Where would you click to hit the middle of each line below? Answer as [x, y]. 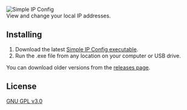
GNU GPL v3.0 [25, 101]
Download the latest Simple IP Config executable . [77, 49]
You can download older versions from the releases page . [78, 67]
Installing [24, 35]
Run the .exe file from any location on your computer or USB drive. [98, 56]
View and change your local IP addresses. [58, 16]
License [21, 87]
